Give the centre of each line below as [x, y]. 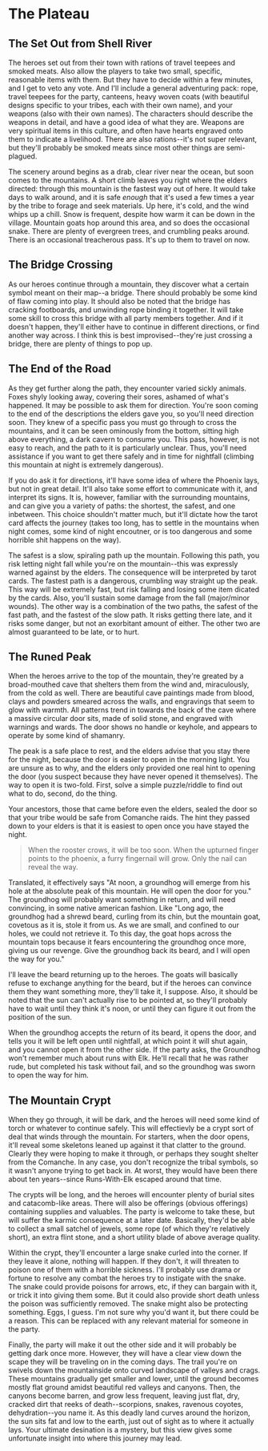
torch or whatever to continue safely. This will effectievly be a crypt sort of [131, 1128]
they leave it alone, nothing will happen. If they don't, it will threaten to [124, 1261]
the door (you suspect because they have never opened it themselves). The [133, 776]
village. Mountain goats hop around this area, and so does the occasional [129, 222]
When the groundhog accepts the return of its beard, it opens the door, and [132, 1032]
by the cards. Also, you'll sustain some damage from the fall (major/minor [129, 598]
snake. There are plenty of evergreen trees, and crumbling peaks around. [129, 231]
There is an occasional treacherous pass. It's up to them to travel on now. [129, 240]
